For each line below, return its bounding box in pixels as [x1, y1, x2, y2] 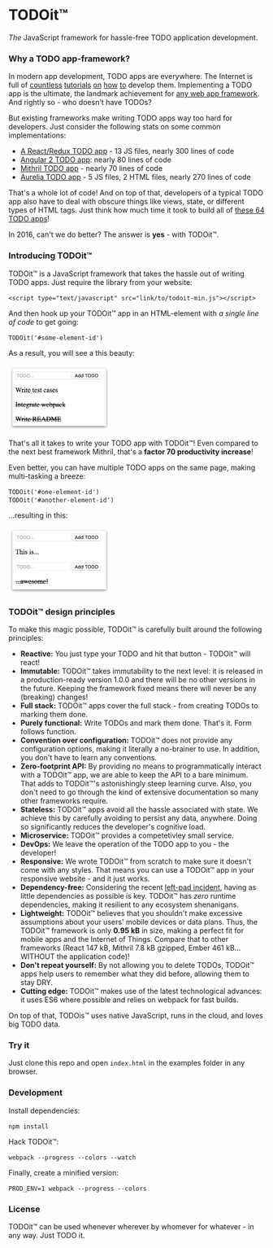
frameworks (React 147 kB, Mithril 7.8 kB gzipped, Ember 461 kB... [19, 943, 241, 953]
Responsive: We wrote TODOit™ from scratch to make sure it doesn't [19, 856, 252, 866]
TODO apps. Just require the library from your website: [8, 277, 193, 287]
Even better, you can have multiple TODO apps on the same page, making [8, 462, 256, 472]
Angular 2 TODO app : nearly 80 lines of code [19, 155, 172, 164]
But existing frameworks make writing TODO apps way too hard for [8, 113, 233, 123]
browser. [8, 1066, 38, 1076]
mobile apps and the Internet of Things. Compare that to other [19, 935, 229, 944]
